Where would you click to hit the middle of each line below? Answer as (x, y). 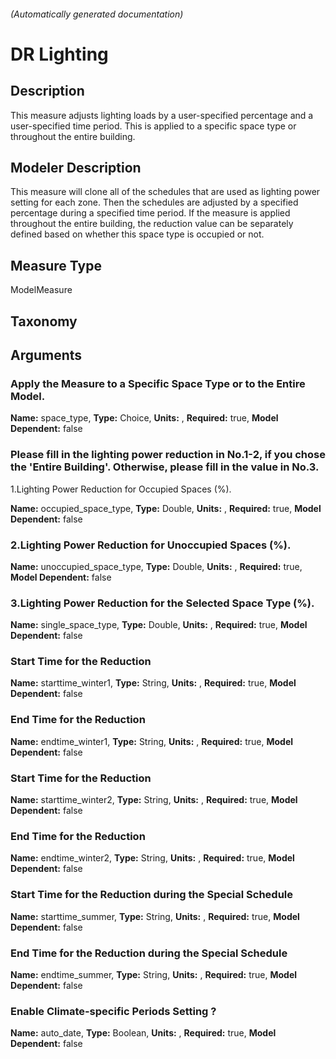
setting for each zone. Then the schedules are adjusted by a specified (154, 202)
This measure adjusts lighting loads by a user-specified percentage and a (162, 115)
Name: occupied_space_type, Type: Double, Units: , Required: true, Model (166, 508)
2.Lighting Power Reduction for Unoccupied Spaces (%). (151, 545)
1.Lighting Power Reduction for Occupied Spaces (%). (121, 489)
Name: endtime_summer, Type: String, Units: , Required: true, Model (154, 974)
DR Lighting (59, 54)
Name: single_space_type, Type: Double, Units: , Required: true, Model (159, 625)
